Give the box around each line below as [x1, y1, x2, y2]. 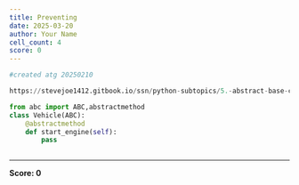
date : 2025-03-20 [9, 21, 74, 30]
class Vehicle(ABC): [9, 110, 86, 120]
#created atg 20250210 [9, 70, 93, 80]
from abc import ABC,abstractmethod [9, 102, 145, 111]
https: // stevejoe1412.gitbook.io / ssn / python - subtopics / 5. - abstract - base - [9, 86, 289, 95]
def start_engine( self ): [25, 127, 117, 136]
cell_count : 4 [9, 37, 62, 47]
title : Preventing [9, 12, 77, 22]
